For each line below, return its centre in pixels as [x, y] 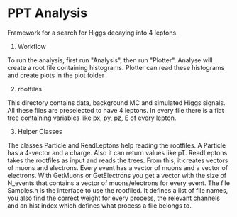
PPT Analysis [47, 13]
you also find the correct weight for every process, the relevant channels [114, 198]
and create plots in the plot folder [56, 75]
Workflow [32, 46]
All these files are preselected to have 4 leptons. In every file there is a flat [116, 110]
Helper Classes [40, 131]
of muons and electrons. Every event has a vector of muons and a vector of [118, 167]
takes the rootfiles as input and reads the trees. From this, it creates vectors [118, 160]
